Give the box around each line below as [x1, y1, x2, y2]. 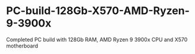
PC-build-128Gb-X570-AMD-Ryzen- [6, 4, 190, 18]
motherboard [6, 42, 39, 49]
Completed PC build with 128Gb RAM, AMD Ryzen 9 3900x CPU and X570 [6, 36, 188, 43]
